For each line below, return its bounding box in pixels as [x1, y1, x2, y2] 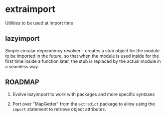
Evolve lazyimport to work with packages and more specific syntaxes [12, 91, 155, 97]
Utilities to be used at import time [5, 20, 73, 26]
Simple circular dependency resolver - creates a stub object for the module [5, 47, 160, 53]
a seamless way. [5, 63, 39, 69]
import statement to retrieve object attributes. [12, 106, 106, 112]
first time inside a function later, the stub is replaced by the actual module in [5, 58, 161, 64]
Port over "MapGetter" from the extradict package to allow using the [12, 101, 156, 107]
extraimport [5, 3, 56, 15]
